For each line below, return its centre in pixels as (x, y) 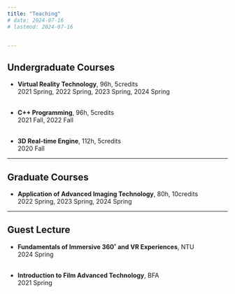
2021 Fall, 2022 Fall (45, 120)
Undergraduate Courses (61, 67)
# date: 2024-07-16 (36, 20)
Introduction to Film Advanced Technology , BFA (88, 275)
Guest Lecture (39, 230)
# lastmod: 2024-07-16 (40, 27)
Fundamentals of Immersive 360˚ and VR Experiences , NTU (106, 246)
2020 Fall (31, 148)
